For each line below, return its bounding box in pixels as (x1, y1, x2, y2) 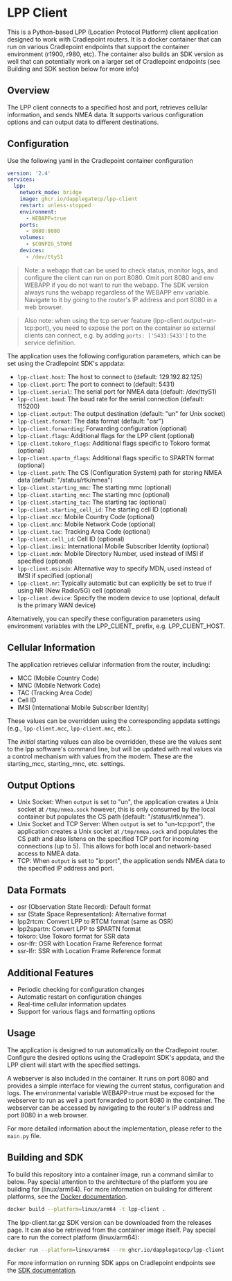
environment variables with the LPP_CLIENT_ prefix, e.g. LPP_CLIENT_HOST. (7, 622, 225, 630)
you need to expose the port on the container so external (52, 324, 215, 332)
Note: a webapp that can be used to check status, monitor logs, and (24, 265, 218, 274)
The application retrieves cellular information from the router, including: (7, 660, 211, 668)
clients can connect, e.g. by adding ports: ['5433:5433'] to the (24, 331, 206, 339)
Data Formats (7, 884, 67, 896)
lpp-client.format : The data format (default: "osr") (17, 417, 164, 425)
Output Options (7, 780, 75, 792)
